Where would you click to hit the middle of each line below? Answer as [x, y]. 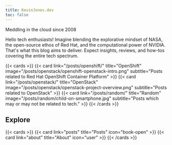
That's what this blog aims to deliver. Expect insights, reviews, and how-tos [85, 50]
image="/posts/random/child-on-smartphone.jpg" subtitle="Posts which [82, 98]
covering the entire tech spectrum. [42, 56]
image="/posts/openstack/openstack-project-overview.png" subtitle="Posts [86, 87]
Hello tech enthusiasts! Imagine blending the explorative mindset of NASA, [84, 39]
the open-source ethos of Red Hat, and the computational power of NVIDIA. [85, 45]
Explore [18, 120]
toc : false [17, 15]
